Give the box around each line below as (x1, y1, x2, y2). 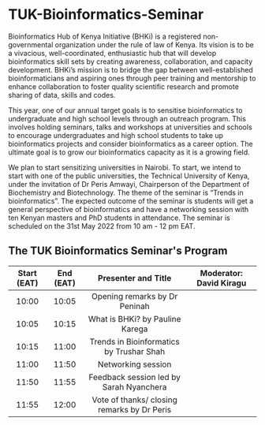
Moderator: (200, 267, 243, 278)
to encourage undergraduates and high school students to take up (8, 130, 223, 140)
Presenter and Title (97, 272, 172, 283)
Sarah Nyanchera (102, 381, 167, 392)
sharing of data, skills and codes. (8, 90, 116, 99)
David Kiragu (196, 278, 247, 289)
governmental (8, 39, 54, 49)
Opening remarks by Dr (91, 290, 178, 301)
